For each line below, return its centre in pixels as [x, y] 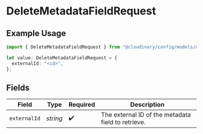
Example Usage [36, 33]
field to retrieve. [123, 123]
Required [82, 105]
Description [147, 105]
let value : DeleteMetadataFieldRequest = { [62, 58]
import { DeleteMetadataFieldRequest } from [63, 47]
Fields [18, 87]
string [54, 118]
